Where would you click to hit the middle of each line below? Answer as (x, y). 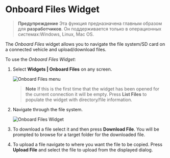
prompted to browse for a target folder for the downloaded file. (79, 134)
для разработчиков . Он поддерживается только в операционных (90, 28)
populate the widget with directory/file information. (79, 100)
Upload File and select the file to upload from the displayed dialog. (83, 150)
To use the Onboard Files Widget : (41, 59)
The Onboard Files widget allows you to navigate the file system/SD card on (85, 44)
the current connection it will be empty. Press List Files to (86, 94)
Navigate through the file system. (48, 109)
